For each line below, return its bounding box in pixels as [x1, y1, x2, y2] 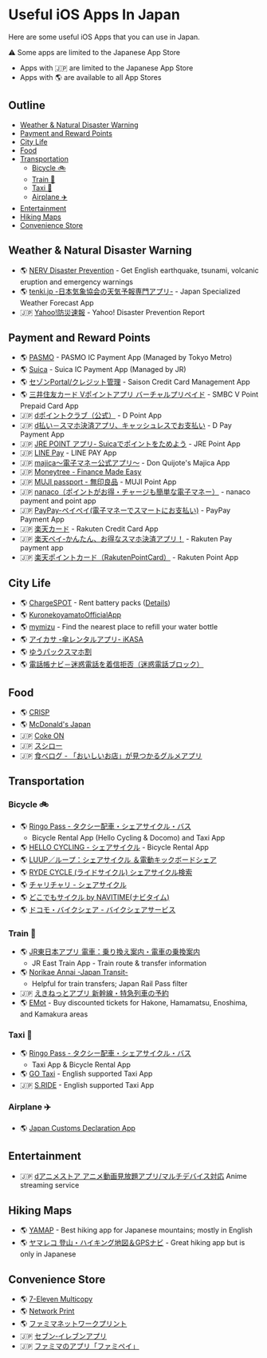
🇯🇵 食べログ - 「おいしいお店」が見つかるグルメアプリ [19, 751, 202, 761]
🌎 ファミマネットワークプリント [19, 1319, 128, 1328]
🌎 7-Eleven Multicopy [19, 1294, 93, 1304]
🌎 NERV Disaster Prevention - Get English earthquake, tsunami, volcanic [19, 266, 259, 275]
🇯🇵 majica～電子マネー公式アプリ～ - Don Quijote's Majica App [19, 458, 230, 468]
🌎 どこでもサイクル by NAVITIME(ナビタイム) [19, 892, 170, 901]
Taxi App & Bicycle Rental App [31, 1060, 132, 1069]
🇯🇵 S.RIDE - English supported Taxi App [19, 1080, 155, 1090]
